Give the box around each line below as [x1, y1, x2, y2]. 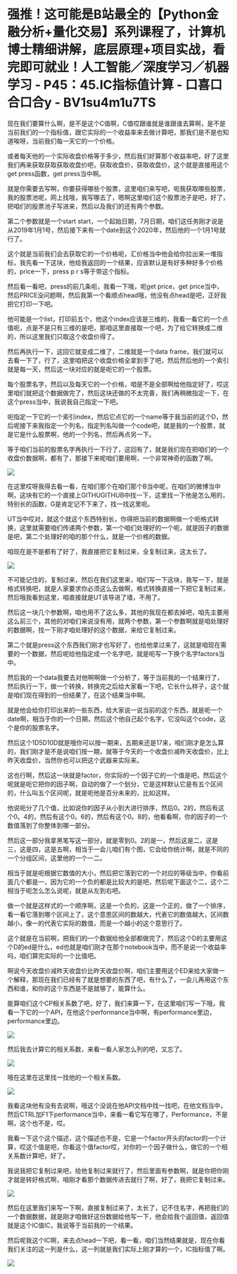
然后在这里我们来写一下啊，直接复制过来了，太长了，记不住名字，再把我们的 [7, 1203, 229, 1212]
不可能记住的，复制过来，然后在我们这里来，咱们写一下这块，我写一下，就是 [7, 575, 229, 583]
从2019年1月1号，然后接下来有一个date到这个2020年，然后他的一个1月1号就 [7, 225, 226, 234]
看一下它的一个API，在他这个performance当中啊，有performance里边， [7, 1008, 216, 1016]
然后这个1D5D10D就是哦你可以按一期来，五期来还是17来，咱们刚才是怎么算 [7, 738, 224, 747]
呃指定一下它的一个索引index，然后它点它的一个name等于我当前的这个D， [7, 412, 223, 421]
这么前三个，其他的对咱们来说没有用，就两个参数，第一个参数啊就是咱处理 [7, 617, 223, 625]
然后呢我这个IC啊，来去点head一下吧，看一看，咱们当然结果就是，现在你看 [7, 1236, 225, 1244]
